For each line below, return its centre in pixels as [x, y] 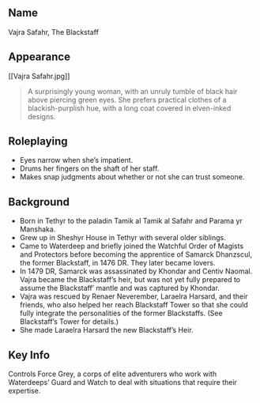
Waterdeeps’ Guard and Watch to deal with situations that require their [122, 382]
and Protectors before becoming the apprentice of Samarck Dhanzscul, [136, 254]
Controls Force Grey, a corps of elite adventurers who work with [113, 374]
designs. [41, 116]
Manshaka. [38, 229]
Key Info [29, 355]
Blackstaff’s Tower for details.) [69, 322]
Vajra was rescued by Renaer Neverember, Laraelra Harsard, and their [134, 296]
